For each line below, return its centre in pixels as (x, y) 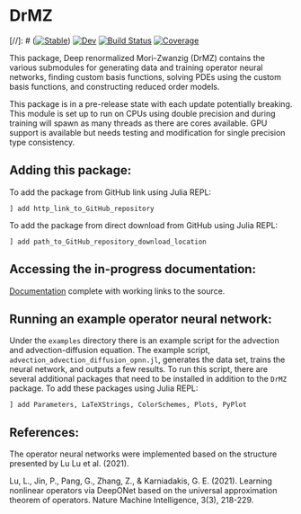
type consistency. (42, 142)
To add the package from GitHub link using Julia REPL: (111, 192)
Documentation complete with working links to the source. (117, 291)
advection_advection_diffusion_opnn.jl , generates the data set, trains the (147, 359)
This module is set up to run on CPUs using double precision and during (142, 113)
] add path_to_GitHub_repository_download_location (108, 242)
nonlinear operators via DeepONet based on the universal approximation (143, 491)
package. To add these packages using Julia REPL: (104, 388)
